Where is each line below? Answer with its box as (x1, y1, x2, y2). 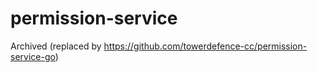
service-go (10, 50, 56, 62)
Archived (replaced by (10, 40, 102, 52)
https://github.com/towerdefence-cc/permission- (103, 40, 308, 52)
